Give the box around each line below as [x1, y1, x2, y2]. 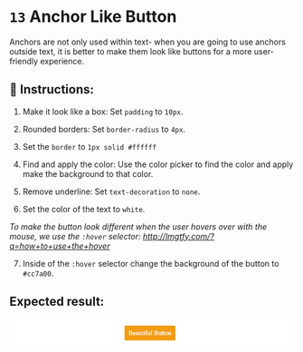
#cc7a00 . [22, 268, 54, 279]
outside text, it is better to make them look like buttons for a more [9, 45, 252, 56]
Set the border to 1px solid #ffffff [22, 141, 156, 152]
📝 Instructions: [9, 82, 95, 97]
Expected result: [9, 294, 105, 309]
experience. [40, 55, 84, 66]
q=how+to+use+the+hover [9, 240, 110, 251]
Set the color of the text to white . [22, 203, 146, 214]
